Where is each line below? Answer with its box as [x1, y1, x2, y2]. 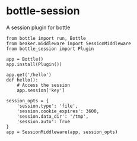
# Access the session [17, 82, 70, 88]
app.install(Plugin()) [6, 61, 62, 67]
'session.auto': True [17, 118, 70, 124]
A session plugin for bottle [6, 24, 71, 31]
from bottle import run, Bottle [6, 35, 86, 41]
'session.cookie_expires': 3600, [17, 108, 100, 114]
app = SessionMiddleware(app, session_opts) [6, 129, 118, 135]
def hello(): [6, 77, 39, 83]
